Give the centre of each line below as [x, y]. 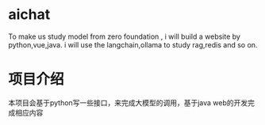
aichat [29, 15]
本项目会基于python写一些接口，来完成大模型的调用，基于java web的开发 [128, 102]
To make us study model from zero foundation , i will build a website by [124, 36]
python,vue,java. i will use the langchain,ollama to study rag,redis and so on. [133, 44]
